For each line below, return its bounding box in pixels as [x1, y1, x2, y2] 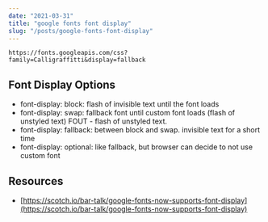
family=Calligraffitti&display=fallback [8, 56, 147, 65]
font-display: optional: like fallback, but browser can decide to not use [19, 142, 253, 152]
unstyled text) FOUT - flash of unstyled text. [19, 116, 168, 126]
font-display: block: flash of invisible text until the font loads [19, 99, 220, 109]
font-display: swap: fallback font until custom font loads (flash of [19, 108, 236, 118]
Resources [8, 174, 64, 188]
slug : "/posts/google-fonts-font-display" [8, 27, 153, 35]
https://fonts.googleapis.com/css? [8, 49, 128, 57]
